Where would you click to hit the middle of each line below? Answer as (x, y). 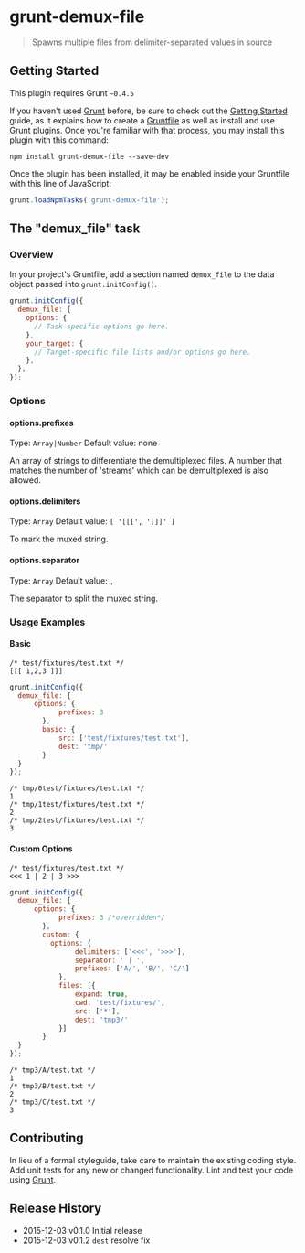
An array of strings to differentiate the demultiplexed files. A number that (146, 461)
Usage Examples (47, 622)
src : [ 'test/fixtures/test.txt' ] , (124, 738)
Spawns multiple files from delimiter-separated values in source (152, 42)
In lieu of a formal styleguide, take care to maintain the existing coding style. (153, 1160)
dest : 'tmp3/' (101, 1020)
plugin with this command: (59, 140)
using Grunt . (33, 1179)
